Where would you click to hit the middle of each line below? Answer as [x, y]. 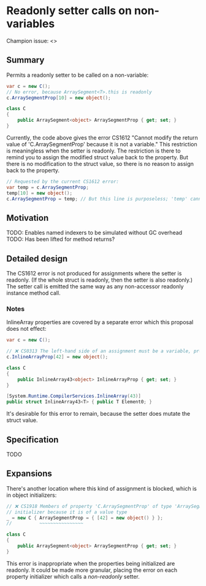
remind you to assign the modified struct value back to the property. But [97, 157]
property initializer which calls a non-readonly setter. [73, 576]
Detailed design [37, 259]
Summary [25, 60]
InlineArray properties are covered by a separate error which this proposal [100, 322]
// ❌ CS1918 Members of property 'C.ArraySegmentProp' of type [89, 506]
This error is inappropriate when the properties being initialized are [91, 563]
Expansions [29, 474]
